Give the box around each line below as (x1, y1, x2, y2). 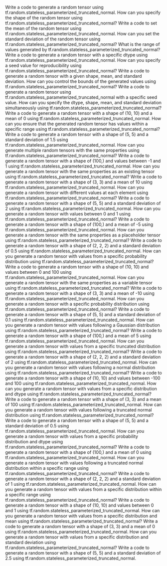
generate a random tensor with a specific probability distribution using (5, 301, 150, 307)
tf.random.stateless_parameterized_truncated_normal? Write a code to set (5, 20, 157, 26)
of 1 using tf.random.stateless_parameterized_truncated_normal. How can (5, 481, 157, 487)
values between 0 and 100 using (5, 269, 72, 275)
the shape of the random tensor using (5, 15, 83, 20)
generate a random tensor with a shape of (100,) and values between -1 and (5, 158, 161, 164)
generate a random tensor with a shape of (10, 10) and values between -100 (5, 375, 161, 381)
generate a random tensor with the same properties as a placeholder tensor (5, 232, 161, 238)
